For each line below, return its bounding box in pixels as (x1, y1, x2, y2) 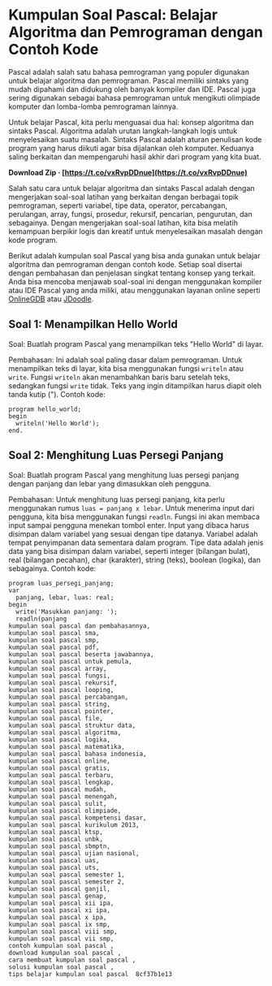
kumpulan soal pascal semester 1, (8, 871, 126, 879)
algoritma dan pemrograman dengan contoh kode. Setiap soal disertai (8, 259, 243, 269)
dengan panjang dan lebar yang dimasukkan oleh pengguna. (8, 478, 211, 488)
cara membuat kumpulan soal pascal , (8, 956, 136, 964)
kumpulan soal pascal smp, (8, 636, 100, 644)
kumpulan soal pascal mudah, (8, 785, 107, 794)
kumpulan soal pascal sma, (8, 629, 100, 637)
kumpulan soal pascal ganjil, (8, 884, 111, 893)
